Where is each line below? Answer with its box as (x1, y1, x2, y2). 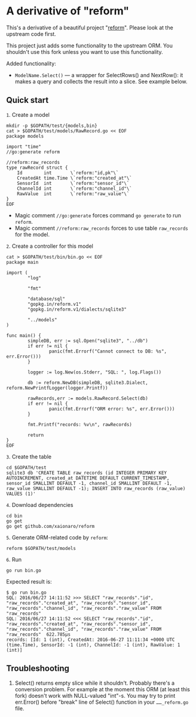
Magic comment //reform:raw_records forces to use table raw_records (14, 224, 188, 232)
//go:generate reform (6, 148, 60, 155)
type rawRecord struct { (6, 165, 68, 171)
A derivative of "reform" (6, 4, 130, 18)
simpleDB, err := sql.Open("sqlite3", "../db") (27, 338, 148, 344)
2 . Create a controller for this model (6, 242, 94, 250)
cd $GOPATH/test (6, 464, 47, 470)
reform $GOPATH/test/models (6, 545, 76, 551)
